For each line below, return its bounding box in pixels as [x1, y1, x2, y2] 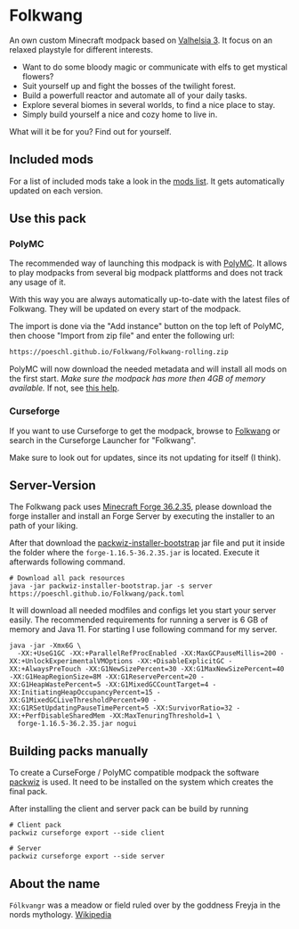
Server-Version [9, 478, 96, 493]
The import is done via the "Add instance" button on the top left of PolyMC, [9, 321, 285, 332]
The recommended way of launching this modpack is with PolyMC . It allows [9, 258, 287, 268]
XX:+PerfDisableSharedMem [9, 711, 105, 720]
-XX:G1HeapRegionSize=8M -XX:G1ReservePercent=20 [9, 672, 198, 682]
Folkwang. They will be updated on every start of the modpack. [9, 304, 242, 315]
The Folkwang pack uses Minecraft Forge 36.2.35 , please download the [9, 501, 272, 513]
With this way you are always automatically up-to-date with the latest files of [9, 294, 290, 305]
